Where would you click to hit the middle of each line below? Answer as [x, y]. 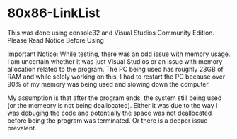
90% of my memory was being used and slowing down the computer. [109, 84]
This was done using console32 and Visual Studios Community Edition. [111, 33]
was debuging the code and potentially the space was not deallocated [110, 113]
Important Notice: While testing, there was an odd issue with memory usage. [119, 54]
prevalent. [22, 128]
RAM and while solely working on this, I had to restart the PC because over [116, 77]
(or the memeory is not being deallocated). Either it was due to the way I [112, 105]
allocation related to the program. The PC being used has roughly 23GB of [116, 69]
